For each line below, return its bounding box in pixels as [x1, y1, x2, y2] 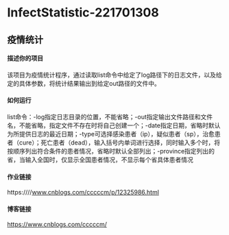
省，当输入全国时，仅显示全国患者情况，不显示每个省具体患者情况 [7, 156, 193, 164]
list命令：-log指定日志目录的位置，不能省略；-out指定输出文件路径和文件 [7, 112, 213, 121]
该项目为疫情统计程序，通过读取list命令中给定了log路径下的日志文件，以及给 [7, 71, 223, 79]
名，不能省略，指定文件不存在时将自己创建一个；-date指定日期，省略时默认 [7, 121, 221, 129]
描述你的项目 [7, 54, 43, 62]
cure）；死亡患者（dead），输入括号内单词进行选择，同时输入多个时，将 [19, 138, 221, 147]
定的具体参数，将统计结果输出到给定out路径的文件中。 [7, 79, 161, 87]
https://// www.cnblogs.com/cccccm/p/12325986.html [7, 188, 160, 197]
